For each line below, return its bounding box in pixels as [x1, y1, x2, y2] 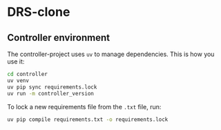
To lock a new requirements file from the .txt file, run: [7, 102, 162, 111]
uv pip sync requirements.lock [7, 84, 97, 91]
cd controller [7, 71, 48, 77]
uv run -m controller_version [7, 90, 95, 97]
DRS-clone [7, 4, 70, 20]
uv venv [7, 77, 30, 84]
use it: [7, 57, 25, 66]
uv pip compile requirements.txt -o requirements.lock [7, 115, 169, 123]
